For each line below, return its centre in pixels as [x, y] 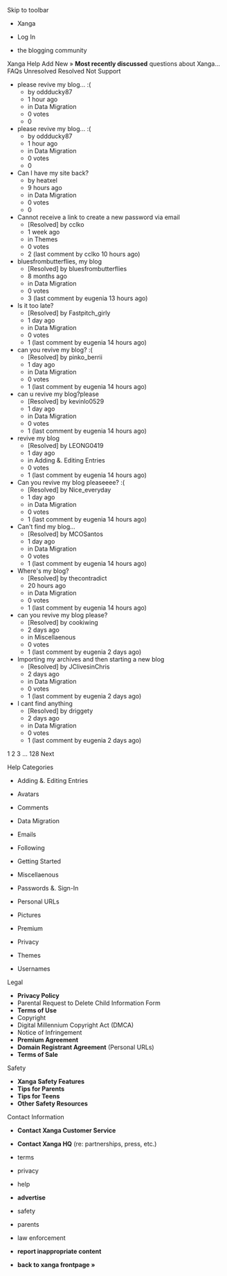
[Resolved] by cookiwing [63, 622]
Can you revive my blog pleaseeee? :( [71, 482]
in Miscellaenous [52, 637]
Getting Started [39, 861]
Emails [27, 834]
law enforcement [41, 1238]
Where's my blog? [43, 571]
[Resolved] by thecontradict [67, 578]
